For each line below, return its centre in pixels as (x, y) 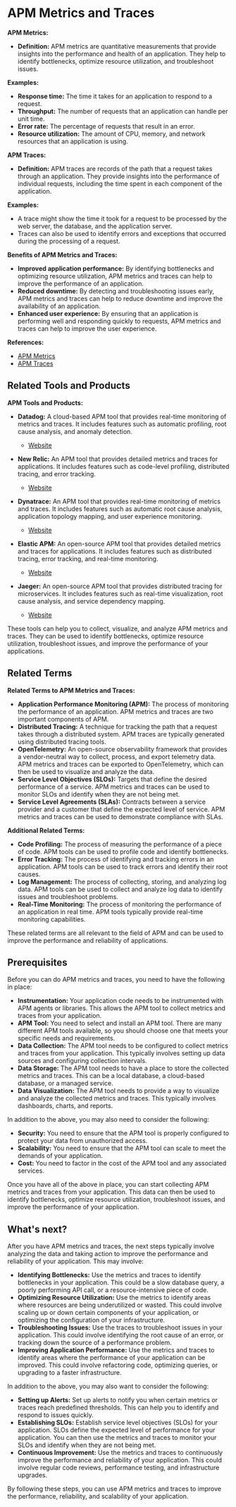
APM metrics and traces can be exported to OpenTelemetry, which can (120, 764)
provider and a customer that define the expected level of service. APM (121, 809)
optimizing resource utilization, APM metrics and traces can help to (115, 276)
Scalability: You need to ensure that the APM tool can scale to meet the (122, 1148)
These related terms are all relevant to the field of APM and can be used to (116, 933)
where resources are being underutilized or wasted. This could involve (120, 1305)
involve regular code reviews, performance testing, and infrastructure (118, 1467)
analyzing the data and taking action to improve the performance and (108, 1254)
